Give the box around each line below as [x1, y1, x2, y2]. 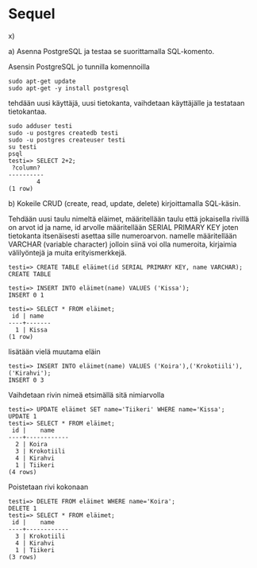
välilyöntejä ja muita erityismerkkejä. [8, 247, 127, 257]
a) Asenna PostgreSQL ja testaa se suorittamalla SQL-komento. [8, 46, 215, 56]
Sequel [8, 5, 56, 23]
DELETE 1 [8, 504, 37, 512]
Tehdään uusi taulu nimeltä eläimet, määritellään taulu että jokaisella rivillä [8, 214, 250, 224]
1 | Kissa [15, 325, 48, 334]
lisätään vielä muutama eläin [8, 347, 101, 356]
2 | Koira [15, 440, 48, 448]
